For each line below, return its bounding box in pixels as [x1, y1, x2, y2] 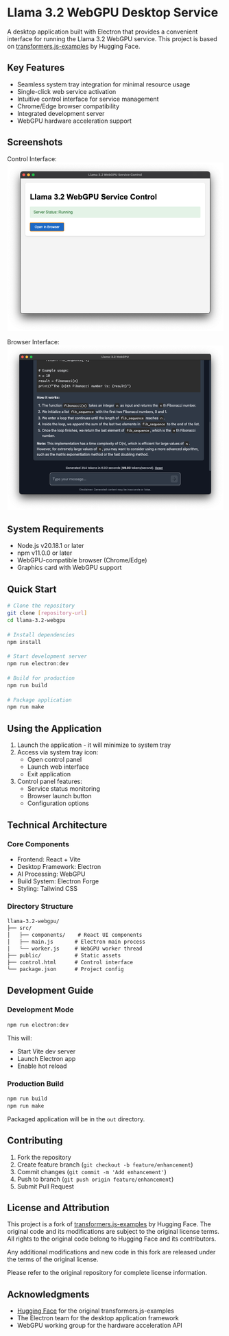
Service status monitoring [27, 785, 101, 793]
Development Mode [7, 1005, 74, 1014]
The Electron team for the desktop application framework [16, 1314, 180, 1322]
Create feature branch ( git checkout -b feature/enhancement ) [16, 1160, 193, 1169]
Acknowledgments [7, 1288, 91, 1300]
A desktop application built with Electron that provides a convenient [7, 27, 198, 36]
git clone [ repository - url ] [7, 610, 88, 617]
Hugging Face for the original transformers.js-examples [16, 1307, 175, 1315]
